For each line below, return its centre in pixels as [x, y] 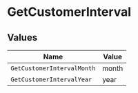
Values [22, 38]
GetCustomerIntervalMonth [53, 69]
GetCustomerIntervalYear [51, 80]
